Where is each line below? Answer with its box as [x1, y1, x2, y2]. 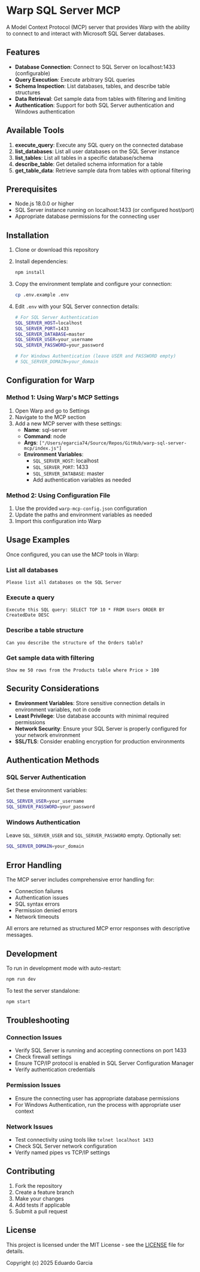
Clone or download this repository [14, 246, 99, 253]
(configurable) [14, 70, 51, 77]
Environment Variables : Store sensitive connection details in [14, 699, 166, 706]
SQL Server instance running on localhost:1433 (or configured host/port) [14, 207, 195, 214]
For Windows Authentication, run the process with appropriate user [14, 1101, 181, 1108]
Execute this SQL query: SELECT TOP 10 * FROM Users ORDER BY [6, 607, 165, 613]
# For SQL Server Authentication [14, 314, 99, 320]
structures [14, 88, 41, 96]
